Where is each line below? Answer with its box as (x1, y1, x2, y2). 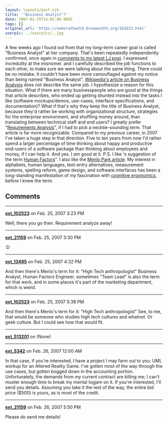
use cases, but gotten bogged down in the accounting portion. (5, 368, 134, 374)
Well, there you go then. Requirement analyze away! (5, 220, 112, 226)
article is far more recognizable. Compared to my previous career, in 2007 (5, 130, 157, 135)
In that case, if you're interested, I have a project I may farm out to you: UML (5, 357, 162, 364)
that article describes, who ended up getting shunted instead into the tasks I (5, 92, 162, 98)
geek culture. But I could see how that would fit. (5, 319, 104, 325)
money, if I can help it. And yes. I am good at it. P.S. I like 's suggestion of (5, 151, 156, 157)
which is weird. (5, 284, 36, 290)
